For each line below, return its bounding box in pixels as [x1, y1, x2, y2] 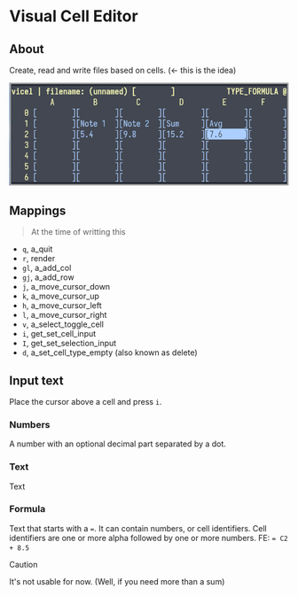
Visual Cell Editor [9, 6, 139, 27]
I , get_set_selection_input [21, 338, 117, 349]
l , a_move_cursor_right [21, 310, 107, 321]
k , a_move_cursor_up [21, 290, 100, 302]
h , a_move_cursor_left [21, 300, 102, 311]
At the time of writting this [30, 227, 126, 237]
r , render [21, 253, 56, 264]
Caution [9, 559, 38, 569]
